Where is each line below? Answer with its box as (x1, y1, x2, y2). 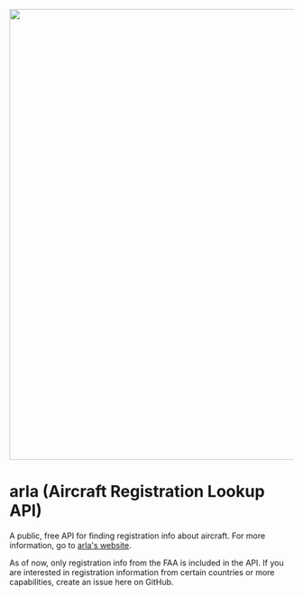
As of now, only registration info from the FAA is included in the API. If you (9, 557, 284, 568)
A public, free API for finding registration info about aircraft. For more (9, 530, 266, 541)
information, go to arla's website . (9, 539, 133, 550)
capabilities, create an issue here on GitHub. (9, 576, 174, 587)
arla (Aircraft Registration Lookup (9, 481, 265, 502)
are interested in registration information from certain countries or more (9, 566, 275, 577)
